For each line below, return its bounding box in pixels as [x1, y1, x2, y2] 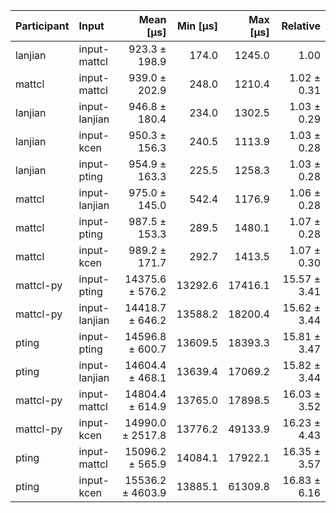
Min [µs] [177, 19, 219, 33]
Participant [15, 19, 70, 33]
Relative [281, 19, 321, 33]
